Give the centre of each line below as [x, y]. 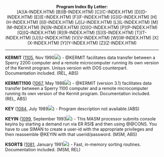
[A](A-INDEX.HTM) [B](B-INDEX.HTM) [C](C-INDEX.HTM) [75, 12]
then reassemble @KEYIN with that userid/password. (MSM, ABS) [71, 134]
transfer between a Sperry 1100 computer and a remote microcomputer [77, 88]
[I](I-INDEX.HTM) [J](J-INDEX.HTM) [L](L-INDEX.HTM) [95, 22]
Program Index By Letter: [82, 7]
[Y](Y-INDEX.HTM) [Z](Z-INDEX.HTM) [98, 43]
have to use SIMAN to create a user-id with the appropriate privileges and [79, 129]
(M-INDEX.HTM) [23, 27]
